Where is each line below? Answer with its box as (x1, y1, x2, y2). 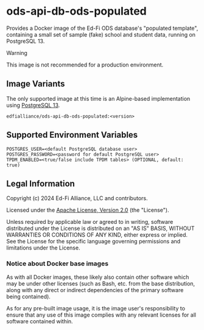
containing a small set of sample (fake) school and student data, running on (6, 30, 196, 38)
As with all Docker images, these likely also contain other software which (6, 273, 189, 281)
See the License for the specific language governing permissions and (6, 238, 181, 245)
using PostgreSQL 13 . (6, 101, 60, 109)
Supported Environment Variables (6, 130, 138, 140)
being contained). (6, 293, 51, 300)
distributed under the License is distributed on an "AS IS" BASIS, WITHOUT (6, 224, 195, 232)
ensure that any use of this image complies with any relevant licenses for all (6, 311, 197, 318)
